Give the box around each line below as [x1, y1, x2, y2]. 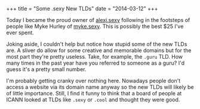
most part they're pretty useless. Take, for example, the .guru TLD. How [6, 53, 183, 60]
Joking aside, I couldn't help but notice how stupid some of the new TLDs [6, 41, 187, 47]
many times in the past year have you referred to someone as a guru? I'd [6, 59, 185, 66]
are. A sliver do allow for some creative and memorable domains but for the [6, 47, 192, 54]
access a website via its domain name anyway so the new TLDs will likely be [6, 84, 194, 91]
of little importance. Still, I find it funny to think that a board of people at [6, 90, 182, 97]
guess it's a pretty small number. [6, 66, 87, 73]
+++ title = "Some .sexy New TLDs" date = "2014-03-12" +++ [6, 5, 158, 12]
